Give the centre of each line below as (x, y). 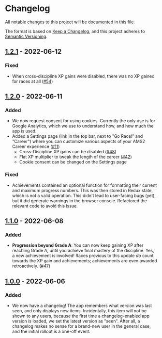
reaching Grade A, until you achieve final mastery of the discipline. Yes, (83, 251)
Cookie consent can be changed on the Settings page (73, 162)
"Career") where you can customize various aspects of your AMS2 (78, 142)
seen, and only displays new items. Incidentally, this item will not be (79, 310)
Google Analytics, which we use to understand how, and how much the (83, 126)
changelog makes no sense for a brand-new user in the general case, (81, 326)
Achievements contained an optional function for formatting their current (84, 185)
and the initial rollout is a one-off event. (51, 331)
